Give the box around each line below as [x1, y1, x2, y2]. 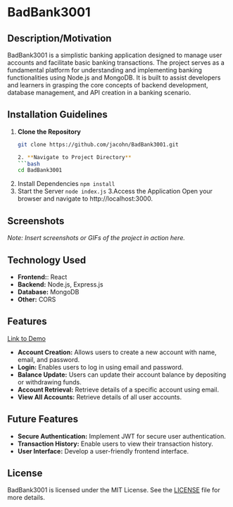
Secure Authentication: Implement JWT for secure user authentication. [17, 432, 227, 440]
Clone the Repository [17, 127, 81, 136]
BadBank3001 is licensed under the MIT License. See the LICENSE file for [7, 486, 220, 494]
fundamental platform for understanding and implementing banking [7, 66, 203, 74]
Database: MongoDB [17, 287, 80, 296]
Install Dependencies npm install [17, 180, 115, 188]
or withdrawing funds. [17, 377, 82, 386]
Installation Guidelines [7, 108, 108, 120]
